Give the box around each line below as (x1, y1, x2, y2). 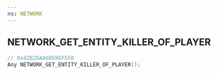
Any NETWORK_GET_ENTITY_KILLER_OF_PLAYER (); (7, 61, 141, 69)
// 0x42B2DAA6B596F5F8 (7, 55, 74, 62)
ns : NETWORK (7, 10, 42, 18)
